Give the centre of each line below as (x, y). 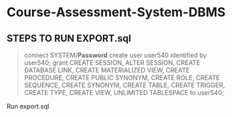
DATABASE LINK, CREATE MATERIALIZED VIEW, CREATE (107, 70)
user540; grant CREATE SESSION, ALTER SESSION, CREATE (112, 63)
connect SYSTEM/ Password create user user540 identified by (115, 55)
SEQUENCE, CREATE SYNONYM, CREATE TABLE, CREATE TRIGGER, (124, 85)
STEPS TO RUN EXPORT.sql (69, 38)
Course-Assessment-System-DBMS (116, 12)
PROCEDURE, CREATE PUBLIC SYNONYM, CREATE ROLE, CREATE (122, 78)
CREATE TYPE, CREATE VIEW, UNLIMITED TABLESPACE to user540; (124, 93)
